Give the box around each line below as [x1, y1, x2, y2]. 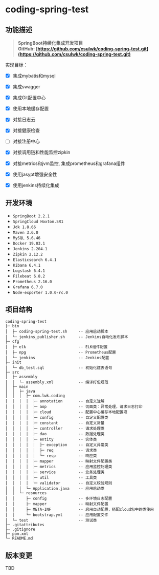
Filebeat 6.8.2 [12, 273, 46, 279]
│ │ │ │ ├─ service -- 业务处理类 [5, 470, 105, 475]
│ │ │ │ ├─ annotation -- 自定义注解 [5, 399, 105, 404]
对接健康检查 [12, 127, 40, 134]
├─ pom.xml [5, 531, 29, 536]
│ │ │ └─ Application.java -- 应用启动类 [5, 486, 105, 491]
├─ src [5, 370, 19, 375]
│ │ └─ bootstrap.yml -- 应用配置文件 [5, 512, 108, 517]
